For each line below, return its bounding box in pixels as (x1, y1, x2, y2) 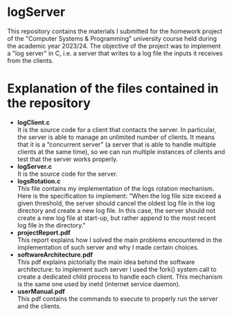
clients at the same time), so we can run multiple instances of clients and (17, 147, 225, 156)
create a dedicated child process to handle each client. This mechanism (17, 272, 223, 281)
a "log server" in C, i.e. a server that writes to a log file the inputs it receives (7, 49, 223, 57)
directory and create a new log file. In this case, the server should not (17, 206, 216, 214)
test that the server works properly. (17, 155, 118, 163)
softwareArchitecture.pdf (17, 250, 93, 259)
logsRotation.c (17, 177, 61, 185)
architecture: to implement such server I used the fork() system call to (17, 265, 217, 273)
